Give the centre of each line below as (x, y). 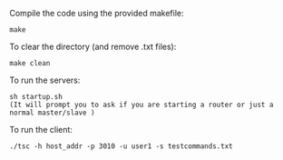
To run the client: (41, 130)
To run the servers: (45, 80)
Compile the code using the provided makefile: (97, 13)
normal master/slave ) (52, 113)
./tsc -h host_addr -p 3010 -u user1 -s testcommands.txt (121, 146)
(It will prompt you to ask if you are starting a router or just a (141, 105)
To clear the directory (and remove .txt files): (93, 46)
